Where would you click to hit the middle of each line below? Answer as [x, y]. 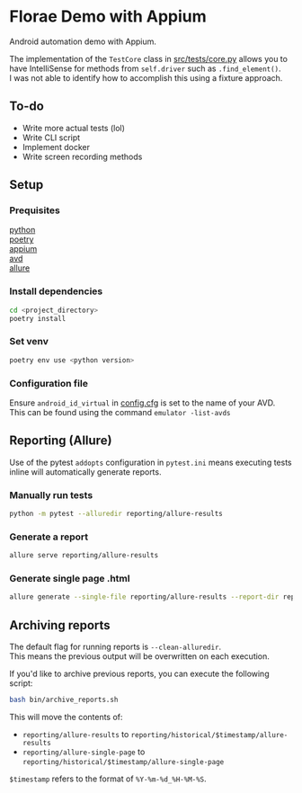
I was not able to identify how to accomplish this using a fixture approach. [146, 77]
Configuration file [49, 383]
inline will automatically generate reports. [85, 472]
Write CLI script [51, 138]
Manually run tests [51, 495]
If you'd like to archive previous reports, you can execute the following [139, 674]
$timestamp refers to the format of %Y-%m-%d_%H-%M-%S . [108, 779]
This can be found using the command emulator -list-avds [120, 412]
